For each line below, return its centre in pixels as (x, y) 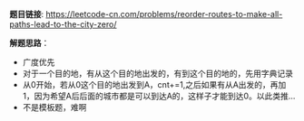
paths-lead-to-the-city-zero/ (63, 24)
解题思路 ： (29, 43)
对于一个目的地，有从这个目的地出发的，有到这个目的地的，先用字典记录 (157, 73)
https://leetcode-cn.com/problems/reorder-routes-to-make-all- (164, 14)
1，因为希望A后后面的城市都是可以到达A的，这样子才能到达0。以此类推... (159, 96)
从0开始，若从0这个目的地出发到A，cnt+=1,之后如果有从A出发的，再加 (154, 84)
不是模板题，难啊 (54, 107)
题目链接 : (27, 14)
